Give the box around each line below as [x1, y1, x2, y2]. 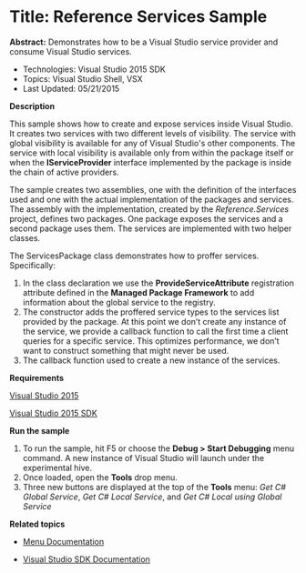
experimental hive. [22, 462, 93, 473]
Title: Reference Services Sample [9, 6, 268, 27]
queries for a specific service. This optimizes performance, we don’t [22, 335, 280, 347]
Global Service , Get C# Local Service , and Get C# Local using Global [22, 491, 282, 502]
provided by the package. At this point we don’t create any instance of [22, 316, 287, 327]
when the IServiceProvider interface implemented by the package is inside [9, 156, 291, 167]
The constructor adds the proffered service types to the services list [22, 307, 280, 317]
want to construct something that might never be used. [22, 345, 229, 356]
